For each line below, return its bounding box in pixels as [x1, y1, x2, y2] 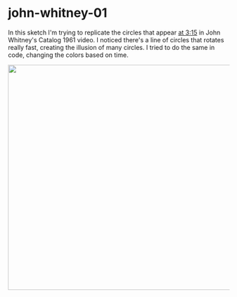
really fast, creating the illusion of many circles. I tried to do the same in [8, 43, 215, 51]
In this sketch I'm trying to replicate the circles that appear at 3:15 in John [8, 28, 221, 37]
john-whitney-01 [8, 5, 108, 21]
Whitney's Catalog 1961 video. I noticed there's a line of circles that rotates [8, 35, 224, 44]
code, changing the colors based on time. [8, 51, 129, 59]
